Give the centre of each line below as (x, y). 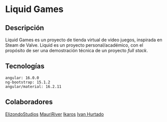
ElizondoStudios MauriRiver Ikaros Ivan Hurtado (55, 114)
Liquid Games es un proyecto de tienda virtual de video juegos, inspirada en (84, 40)
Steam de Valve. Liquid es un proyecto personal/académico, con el (74, 45)
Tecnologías (25, 66)
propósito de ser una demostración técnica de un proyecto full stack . (76, 50)
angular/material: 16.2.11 (33, 86)
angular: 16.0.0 (22, 78)
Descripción (25, 28)
